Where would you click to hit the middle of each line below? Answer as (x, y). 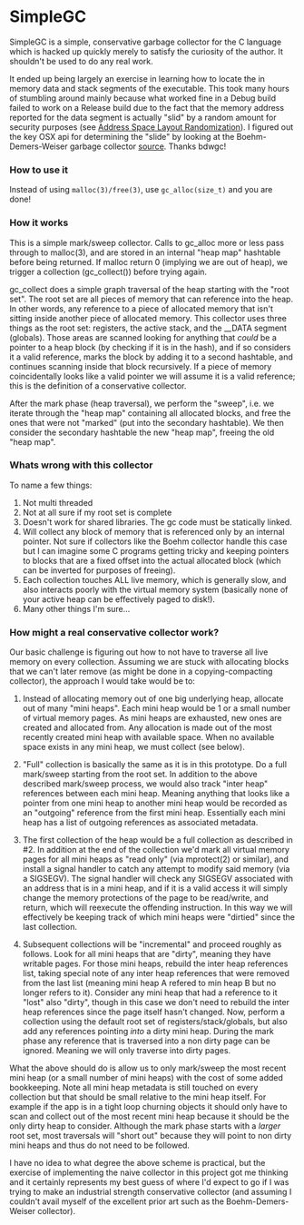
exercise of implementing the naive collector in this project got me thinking (149, 1172)
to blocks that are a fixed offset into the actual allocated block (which (152, 560)
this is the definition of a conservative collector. (98, 385)
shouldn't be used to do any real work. (82, 61)
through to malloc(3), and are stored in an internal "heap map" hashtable (145, 252)
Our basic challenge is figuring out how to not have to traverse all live (139, 652)
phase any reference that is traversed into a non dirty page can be (146, 1041)
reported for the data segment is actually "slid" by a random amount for (143, 117)
